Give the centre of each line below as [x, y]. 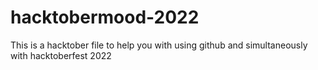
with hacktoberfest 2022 [61, 55]
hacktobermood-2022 [105, 17]
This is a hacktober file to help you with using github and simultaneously [159, 45]
